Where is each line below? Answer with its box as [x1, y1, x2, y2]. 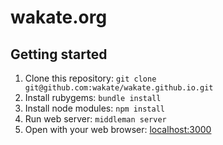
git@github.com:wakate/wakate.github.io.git [24, 83, 214, 93]
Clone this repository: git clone [24, 72, 157, 84]
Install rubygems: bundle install [24, 92, 162, 103]
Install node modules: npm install [24, 102, 165, 114]
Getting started [10, 46, 108, 63]
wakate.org [10, 6, 108, 29]
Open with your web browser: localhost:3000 [24, 124, 212, 135]
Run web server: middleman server [24, 113, 167, 125]
